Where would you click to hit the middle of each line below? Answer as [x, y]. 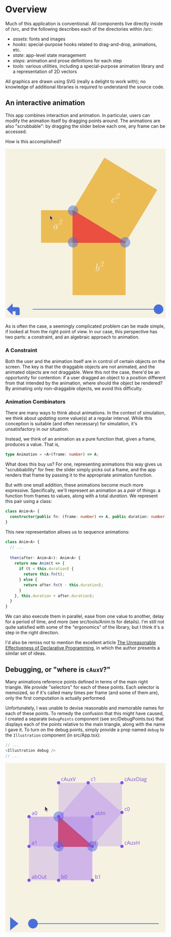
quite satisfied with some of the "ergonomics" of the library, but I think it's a [84, 627]
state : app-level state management [49, 55]
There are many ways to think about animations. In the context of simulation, [85, 413]
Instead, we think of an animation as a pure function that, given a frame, [81, 439]
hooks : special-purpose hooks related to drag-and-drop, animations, [85, 44]
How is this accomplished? [33, 141]
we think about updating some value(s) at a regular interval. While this [79, 418]
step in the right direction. [32, 633]
